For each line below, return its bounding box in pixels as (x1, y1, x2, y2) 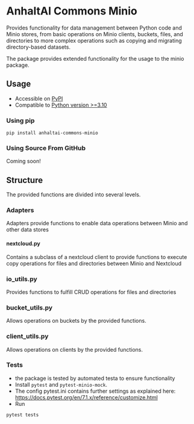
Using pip (6, 116, 35, 125)
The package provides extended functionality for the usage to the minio (6, 55, 184, 62)
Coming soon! (6, 158, 41, 165)
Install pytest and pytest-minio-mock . (14, 381, 107, 388)
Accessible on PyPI (14, 95, 63, 102)
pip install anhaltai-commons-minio (6, 130, 98, 136)
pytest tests (6, 411, 39, 418)
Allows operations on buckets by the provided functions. (6, 317, 146, 325)
